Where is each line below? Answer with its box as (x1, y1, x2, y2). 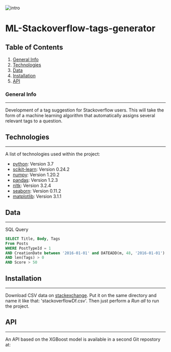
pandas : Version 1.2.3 (12, 177, 58, 183)
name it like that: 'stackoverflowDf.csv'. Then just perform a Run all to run (5, 297, 159, 304)
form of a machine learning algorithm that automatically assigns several (5, 113, 155, 119)
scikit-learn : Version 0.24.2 (12, 166, 70, 173)
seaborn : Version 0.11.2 (12, 188, 62, 194)
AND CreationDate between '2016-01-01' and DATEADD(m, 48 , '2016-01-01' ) (5, 250, 165, 256)
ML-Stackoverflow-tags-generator (5, 23, 156, 34)
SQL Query (5, 226, 29, 232)
